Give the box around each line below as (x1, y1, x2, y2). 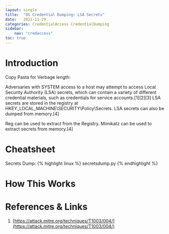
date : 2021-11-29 (5, 17, 46, 22)
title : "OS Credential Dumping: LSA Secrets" (5, 12, 105, 17)
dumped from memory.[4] (5, 111, 60, 117)
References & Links (5, 201, 88, 213)
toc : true (5, 36, 26, 41)
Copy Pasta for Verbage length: (5, 74, 71, 80)
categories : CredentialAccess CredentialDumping (5, 21, 109, 27)
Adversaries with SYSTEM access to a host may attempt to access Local (5, 84, 156, 90)
